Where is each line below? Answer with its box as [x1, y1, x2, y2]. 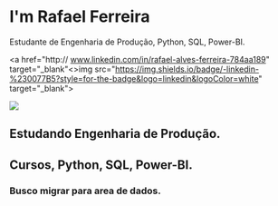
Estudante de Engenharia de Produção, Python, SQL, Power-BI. [9, 36, 245, 47]
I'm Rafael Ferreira [9, 6, 150, 27]
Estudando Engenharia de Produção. [9, 126, 221, 142]
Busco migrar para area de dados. [9, 184, 161, 197]
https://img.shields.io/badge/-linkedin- [114, 64, 260, 74]
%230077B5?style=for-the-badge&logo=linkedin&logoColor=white [9, 73, 259, 83]
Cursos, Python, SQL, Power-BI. [9, 157, 193, 172]
